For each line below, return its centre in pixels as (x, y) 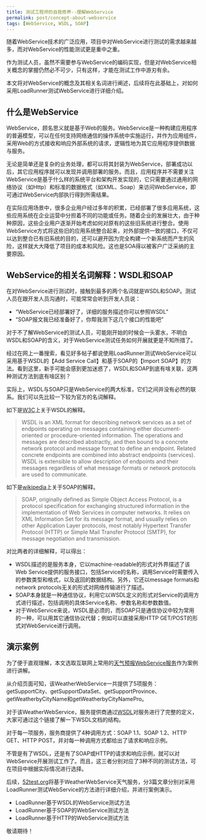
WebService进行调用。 (55, 626)
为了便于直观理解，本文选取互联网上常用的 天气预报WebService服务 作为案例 (102, 663)
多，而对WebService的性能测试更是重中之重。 (65, 49)
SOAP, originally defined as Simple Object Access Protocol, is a (101, 499)
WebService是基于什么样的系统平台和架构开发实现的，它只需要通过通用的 (100, 179)
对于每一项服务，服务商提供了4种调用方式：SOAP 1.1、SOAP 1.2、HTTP (97, 733)
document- (167, 429)
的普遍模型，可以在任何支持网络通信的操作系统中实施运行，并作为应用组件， (103, 136)
